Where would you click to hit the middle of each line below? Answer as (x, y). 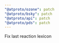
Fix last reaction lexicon (28, 36)
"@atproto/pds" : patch (27, 23)
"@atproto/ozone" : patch (29, 9)
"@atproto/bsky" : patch (29, 14)
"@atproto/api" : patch (27, 18)
